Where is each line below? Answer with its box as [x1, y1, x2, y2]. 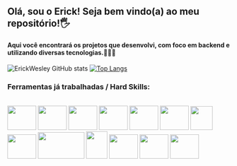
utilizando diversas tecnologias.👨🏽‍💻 [7, 48, 116, 57]
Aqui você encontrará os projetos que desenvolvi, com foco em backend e [7, 40, 230, 49]
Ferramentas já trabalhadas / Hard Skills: [7, 81, 151, 91]
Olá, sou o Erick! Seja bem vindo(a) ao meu [7, 6, 200, 18]
